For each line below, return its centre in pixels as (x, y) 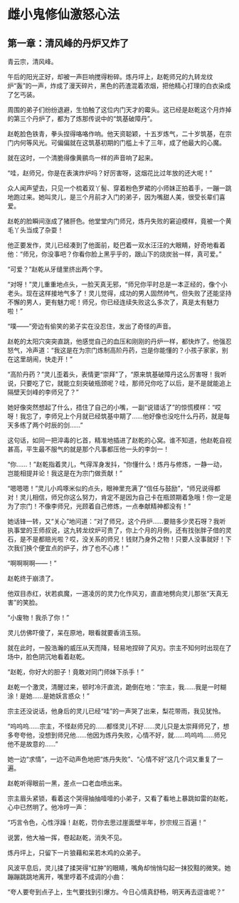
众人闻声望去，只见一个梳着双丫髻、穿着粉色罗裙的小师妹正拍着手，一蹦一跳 (119, 188)
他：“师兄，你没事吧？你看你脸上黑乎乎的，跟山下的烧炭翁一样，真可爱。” (115, 254)
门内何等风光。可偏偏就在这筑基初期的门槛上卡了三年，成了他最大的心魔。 (116, 143)
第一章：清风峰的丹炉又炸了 (68, 43)
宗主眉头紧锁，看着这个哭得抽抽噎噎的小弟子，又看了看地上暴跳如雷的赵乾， (119, 798)
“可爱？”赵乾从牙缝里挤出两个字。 (57, 269)
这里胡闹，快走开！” (43, 359)
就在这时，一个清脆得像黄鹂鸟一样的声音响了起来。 (82, 158)
